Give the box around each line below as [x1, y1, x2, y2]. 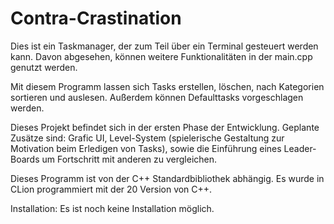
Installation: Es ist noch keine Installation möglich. [10, 202, 215, 214]
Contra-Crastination [10, 7, 182, 30]
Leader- [283, 142, 317, 154]
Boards [10, 153, 40, 165]
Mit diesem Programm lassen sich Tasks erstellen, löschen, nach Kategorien [10, 80, 325, 92]
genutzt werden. [10, 61, 78, 73]
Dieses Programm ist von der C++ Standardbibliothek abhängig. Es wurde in [10, 172, 325, 184]
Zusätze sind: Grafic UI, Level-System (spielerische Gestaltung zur [10, 132, 285, 144]
